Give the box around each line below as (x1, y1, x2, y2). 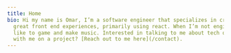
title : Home (7, 10, 41, 17)
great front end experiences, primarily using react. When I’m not (13, 23, 211, 30)
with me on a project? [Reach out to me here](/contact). (13, 36, 184, 43)
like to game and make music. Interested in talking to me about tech (13, 29, 220, 36)
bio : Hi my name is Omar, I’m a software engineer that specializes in (7, 17, 217, 23)
